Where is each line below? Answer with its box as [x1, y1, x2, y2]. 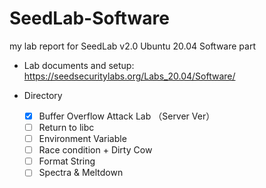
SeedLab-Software [9, 7, 170, 30]
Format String [38, 155, 96, 167]
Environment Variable [38, 133, 127, 145]
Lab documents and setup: [23, 59, 135, 71]
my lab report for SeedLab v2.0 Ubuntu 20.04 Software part [9, 40, 256, 52]
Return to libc [38, 122, 95, 133]
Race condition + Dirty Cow [38, 144, 153, 156]
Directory [23, 89, 63, 101]
